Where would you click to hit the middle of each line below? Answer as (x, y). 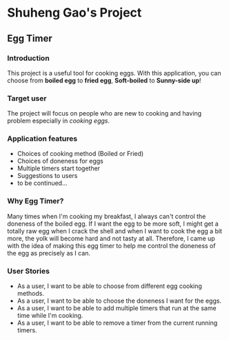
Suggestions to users (47, 176)
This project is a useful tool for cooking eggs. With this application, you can (114, 73)
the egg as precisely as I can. (49, 253)
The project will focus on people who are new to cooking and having (104, 114)
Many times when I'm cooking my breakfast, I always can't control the (107, 216)
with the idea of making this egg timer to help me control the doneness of (111, 245)
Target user (27, 98)
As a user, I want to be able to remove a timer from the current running (117, 323)
